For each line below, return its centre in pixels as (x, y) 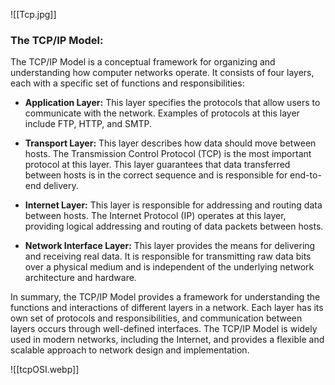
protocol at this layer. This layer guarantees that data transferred (157, 165)
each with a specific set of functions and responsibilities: (127, 83)
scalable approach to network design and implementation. (130, 350)
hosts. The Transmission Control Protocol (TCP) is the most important (168, 154)
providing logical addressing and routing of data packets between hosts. (174, 226)
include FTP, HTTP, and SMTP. (88, 124)
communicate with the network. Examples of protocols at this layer (162, 113)
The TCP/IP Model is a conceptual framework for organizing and (143, 62)
